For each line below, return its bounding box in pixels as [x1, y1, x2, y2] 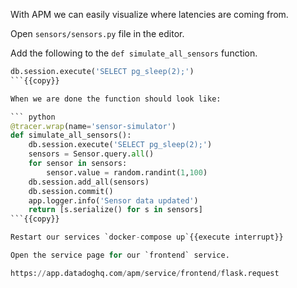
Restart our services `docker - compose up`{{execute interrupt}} [10, 232, 284, 243]
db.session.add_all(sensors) [28, 177, 150, 187]
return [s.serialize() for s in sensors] [28, 205, 203, 215]
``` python [10, 112, 56, 122]
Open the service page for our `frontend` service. [10, 250, 230, 260]
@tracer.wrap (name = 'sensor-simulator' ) [10, 121, 177, 131]
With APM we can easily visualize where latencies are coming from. [10, 9, 289, 20]
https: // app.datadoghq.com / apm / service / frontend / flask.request [10, 268, 280, 278]
